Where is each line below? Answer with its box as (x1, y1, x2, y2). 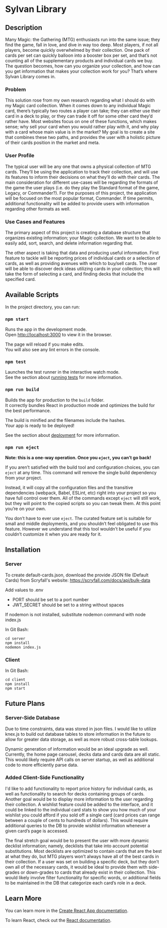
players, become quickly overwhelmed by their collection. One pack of (5, 47, 150, 53)
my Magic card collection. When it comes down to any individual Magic (5, 103, 151, 109)
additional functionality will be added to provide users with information (5, 200, 150, 206)
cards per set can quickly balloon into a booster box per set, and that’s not (5, 52, 158, 58)
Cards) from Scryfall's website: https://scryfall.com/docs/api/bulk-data (5, 577, 151, 583)
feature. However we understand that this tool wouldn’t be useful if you (5, 526, 151, 531)
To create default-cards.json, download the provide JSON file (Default (5, 572, 149, 578)
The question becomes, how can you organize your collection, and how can (5, 63, 161, 69)
